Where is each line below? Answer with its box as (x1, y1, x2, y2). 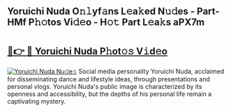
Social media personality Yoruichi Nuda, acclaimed (78, 67, 225, 75)
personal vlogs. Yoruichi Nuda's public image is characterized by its (7, 83, 202, 90)
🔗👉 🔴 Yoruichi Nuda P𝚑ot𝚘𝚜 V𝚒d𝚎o (7, 45, 167, 57)
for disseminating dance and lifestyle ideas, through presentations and (7, 75, 211, 83)
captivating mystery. (7, 97, 66, 105)
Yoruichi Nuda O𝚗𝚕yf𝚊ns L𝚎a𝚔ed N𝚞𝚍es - (7, 6, 195, 17)
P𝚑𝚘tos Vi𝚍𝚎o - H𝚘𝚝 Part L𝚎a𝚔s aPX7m (28, 17, 204, 29)
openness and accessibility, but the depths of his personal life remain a (7, 90, 212, 98)
